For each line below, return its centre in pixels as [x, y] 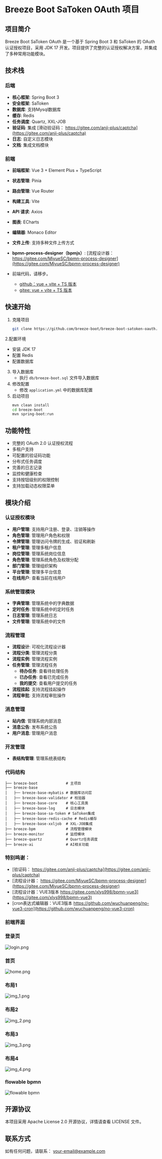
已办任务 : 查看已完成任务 [44, 677]
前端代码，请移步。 [31, 274]
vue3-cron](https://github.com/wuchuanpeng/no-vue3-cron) [73, 908]
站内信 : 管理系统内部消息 [37, 721]
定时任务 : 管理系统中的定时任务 [43, 609]
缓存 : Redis [23, 115]
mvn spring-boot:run [33, 414]
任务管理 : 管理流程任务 [34, 665]
